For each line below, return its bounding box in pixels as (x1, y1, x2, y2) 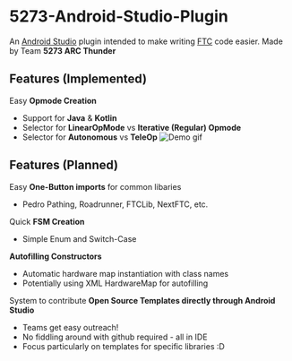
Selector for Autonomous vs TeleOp (21, 132, 159, 142)
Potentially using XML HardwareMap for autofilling (21, 278, 209, 288)
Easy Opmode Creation (9, 95, 97, 106)
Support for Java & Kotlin (21, 112, 117, 123)
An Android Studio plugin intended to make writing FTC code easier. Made (9, 36, 284, 47)
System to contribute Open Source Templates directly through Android (9, 295, 276, 305)
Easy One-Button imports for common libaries (9, 181, 182, 192)
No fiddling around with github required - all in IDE (21, 331, 208, 342)
